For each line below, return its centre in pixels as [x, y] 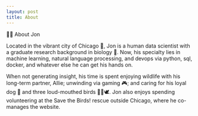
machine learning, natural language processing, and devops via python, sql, [99, 58]
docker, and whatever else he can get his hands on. [69, 65]
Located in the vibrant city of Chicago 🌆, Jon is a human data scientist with [98, 46]
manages [18, 106]
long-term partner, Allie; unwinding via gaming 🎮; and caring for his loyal [96, 83]
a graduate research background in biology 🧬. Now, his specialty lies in [93, 52]
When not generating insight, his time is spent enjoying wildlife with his [93, 76]
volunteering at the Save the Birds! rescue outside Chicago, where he [92, 100]
